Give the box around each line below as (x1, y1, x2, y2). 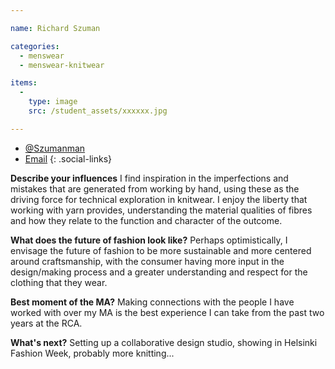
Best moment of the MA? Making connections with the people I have (10, 296, 295, 308)
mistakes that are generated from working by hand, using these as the (10, 182, 300, 195)
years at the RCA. (10, 317, 83, 329)
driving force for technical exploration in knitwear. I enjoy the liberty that (10, 193, 308, 205)
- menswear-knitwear (19, 60, 105, 70)
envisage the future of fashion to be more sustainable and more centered (10, 244, 312, 256)
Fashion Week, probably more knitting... (10, 347, 175, 359)
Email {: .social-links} (24, 152, 112, 165)
